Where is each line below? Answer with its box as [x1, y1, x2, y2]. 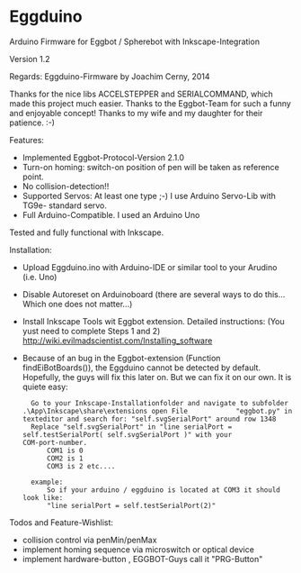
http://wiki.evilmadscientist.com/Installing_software [22, 335, 213, 346]
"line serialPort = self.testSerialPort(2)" [46, 501, 217, 510]
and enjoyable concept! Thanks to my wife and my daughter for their [9, 107, 263, 118]
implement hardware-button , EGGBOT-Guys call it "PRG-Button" [22, 553, 263, 564]
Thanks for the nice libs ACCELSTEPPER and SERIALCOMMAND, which [9, 88, 274, 99]
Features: [9, 134, 45, 145]
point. [22, 171, 45, 182]
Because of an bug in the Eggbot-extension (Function [22, 352, 221, 363]
